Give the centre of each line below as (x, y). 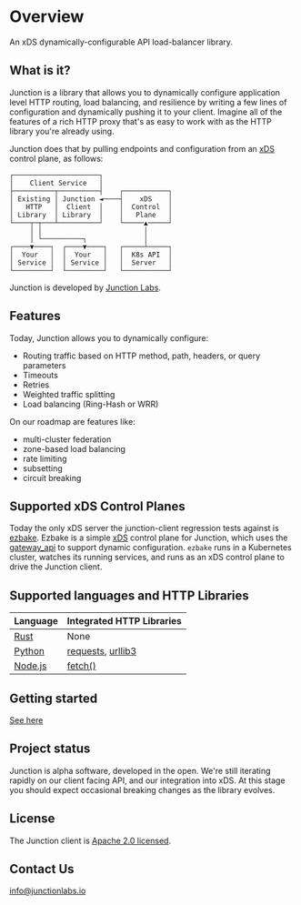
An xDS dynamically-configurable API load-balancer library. (121, 42)
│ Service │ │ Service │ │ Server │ (91, 262)
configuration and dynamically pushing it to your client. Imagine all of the (146, 112)
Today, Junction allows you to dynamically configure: (109, 337)
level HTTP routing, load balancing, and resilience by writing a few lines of (148, 102)
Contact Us (42, 869)
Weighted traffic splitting (69, 394)
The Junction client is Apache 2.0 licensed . (90, 840)
